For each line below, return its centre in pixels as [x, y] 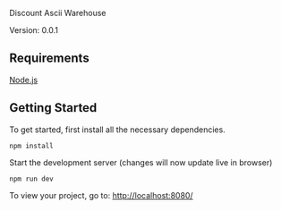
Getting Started [53, 108]
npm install [31, 146]
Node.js [24, 80]
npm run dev [31, 179]
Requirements [49, 59]
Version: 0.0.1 [34, 30]
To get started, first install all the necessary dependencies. [117, 130]
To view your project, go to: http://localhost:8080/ [102, 195]
